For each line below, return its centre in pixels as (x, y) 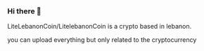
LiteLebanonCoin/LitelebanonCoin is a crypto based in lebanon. (100, 27)
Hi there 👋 (25, 11)
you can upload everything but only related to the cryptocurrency (102, 40)
